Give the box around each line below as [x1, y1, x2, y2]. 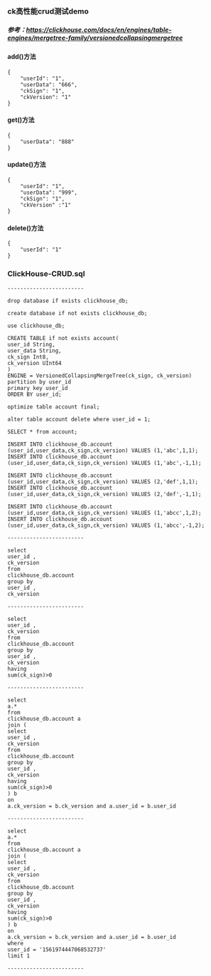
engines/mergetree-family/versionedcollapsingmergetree [7, 34, 183, 42]
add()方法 [7, 52, 37, 61]
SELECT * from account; [7, 428, 78, 436]
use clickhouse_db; [7, 322, 65, 329]
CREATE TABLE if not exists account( [7, 335, 119, 342]
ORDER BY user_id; [7, 391, 62, 399]
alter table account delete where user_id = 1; [7, 416, 151, 423]
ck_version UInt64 [7, 360, 62, 367]
